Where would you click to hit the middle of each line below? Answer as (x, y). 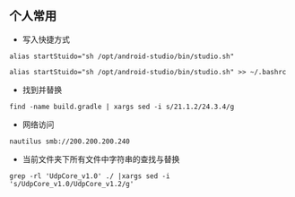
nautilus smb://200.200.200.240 (69, 141)
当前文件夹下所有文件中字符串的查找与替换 (101, 158)
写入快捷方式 (46, 39)
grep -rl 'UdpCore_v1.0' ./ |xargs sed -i (90, 176)
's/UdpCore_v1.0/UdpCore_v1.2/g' (72, 184)
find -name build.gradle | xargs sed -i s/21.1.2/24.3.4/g (122, 107)
